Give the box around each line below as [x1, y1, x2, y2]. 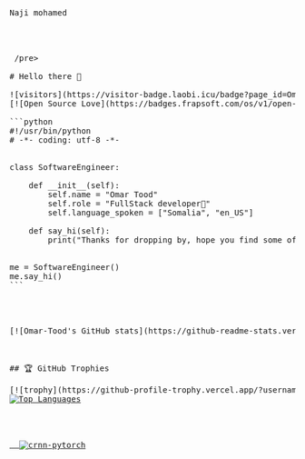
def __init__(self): [28, 181, 120, 190]
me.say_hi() [9, 272, 63, 281]
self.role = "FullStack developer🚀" [47, 199, 212, 208]
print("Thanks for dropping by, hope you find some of [47, 235, 297, 244]
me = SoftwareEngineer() [9, 263, 120, 272]
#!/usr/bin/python [9, 126, 92, 135]
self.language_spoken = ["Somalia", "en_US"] [47, 208, 254, 217]
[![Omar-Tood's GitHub [9, 326, 111, 335]
